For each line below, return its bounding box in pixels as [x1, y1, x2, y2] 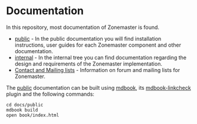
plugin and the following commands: [6, 90, 94, 97]
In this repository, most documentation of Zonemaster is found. [6, 24, 160, 31]
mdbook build [6, 107, 38, 113]
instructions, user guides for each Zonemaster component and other [14, 41, 182, 48]
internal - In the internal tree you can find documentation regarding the [14, 54, 187, 61]
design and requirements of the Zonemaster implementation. [14, 60, 162, 67]
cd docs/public [6, 102, 44, 107]
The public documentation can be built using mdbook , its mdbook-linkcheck [6, 84, 191, 91]
